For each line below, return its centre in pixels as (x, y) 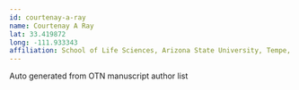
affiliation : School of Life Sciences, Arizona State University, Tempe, (150, 51)
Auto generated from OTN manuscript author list (99, 76)
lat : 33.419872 (38, 34)
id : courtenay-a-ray (48, 17)
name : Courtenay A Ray (52, 26)
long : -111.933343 (44, 42)
